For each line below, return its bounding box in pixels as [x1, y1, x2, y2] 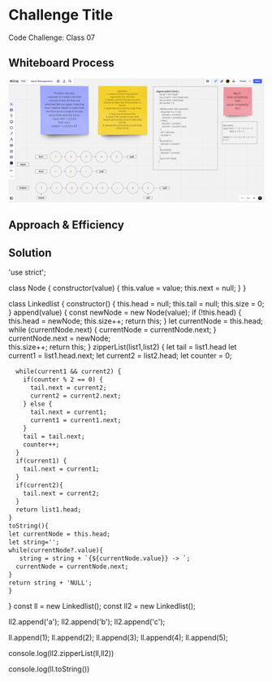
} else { [23, 400, 53, 408]
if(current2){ [15, 481, 63, 489]
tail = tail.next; [23, 432, 85, 441]
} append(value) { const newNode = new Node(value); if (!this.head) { [8, 307, 242, 318]
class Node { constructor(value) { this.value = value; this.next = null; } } [8, 283, 246, 293]
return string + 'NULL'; [8, 579, 93, 587]
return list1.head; [15, 506, 82, 514]
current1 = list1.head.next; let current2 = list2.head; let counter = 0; [8, 351, 233, 361]
